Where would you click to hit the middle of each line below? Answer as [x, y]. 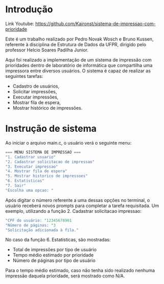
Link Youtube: [20, 24]
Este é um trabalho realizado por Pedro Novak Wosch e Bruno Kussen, [79, 39]
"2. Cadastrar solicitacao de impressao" [50, 162]
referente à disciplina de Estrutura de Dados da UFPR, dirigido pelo [76, 44]
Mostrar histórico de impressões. [48, 108]
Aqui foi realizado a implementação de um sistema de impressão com [78, 59]
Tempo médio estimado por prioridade [53, 255]
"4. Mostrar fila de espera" [36, 171]
